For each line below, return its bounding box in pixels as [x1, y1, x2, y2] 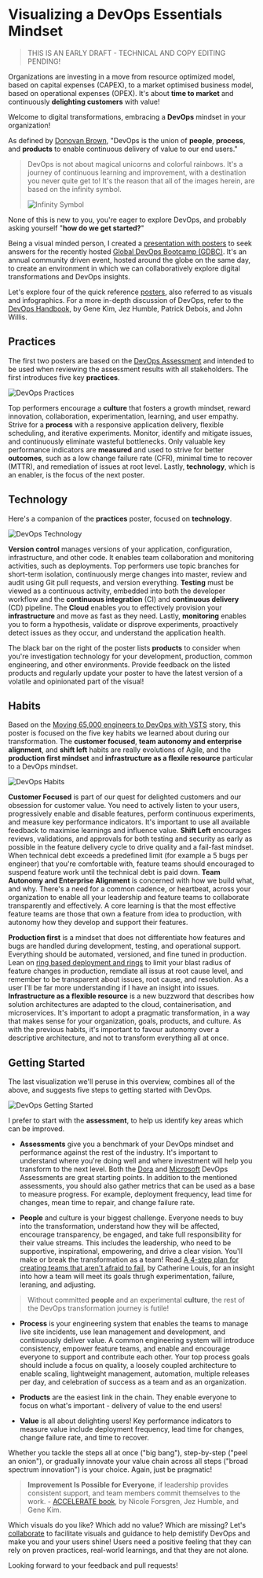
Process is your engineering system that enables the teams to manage [19, 1319, 249, 1329]
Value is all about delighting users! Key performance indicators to [19, 1416, 232, 1425]
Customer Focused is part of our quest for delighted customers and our [8, 792, 242, 802]
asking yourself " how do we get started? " [8, 223, 144, 233]
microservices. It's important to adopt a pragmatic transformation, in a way [8, 1008, 250, 1018]
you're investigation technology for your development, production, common [8, 651, 253, 661]
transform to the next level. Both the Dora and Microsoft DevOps [19, 1164, 228, 1174]
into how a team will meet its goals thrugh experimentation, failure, [19, 1272, 236, 1281]
